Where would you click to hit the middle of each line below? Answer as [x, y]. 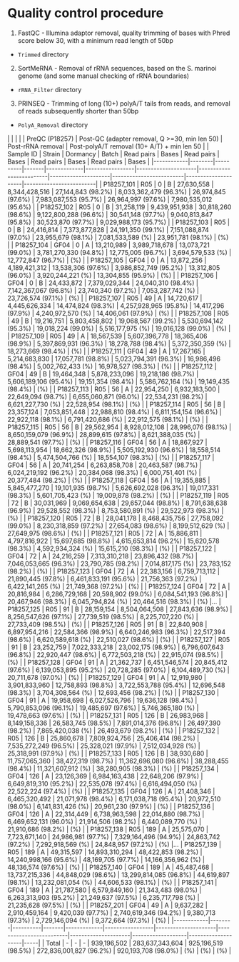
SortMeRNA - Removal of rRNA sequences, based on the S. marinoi [117, 68]
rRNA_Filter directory [50, 89]
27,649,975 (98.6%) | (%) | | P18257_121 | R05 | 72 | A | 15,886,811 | [105, 533]
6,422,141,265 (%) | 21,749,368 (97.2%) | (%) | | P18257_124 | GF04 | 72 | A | [119, 586]
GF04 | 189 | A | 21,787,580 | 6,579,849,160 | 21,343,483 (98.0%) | [105, 890]
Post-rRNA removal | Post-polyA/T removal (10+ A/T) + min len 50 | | [108, 146]
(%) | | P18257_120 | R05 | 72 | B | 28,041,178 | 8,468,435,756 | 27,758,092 [116, 518]
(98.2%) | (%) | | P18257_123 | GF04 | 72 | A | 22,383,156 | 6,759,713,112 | [113, 571]
